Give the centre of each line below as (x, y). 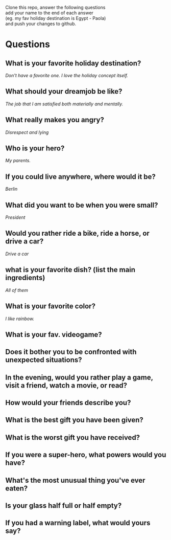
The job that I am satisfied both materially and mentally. (64, 104)
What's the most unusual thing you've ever (75, 480)
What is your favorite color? (51, 306)
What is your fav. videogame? (54, 334)
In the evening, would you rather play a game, (79, 377)
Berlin (11, 189)
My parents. (18, 161)
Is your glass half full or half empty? (64, 506)
